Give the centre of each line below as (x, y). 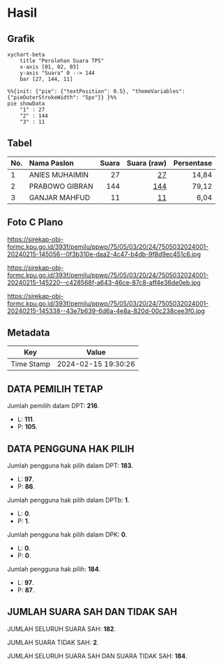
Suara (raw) (147, 163)
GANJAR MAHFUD (60, 197)
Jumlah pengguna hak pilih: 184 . (54, 569)
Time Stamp (31, 364)
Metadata (29, 333)
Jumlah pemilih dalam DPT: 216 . (53, 406)
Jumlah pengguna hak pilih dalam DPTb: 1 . (68, 500)
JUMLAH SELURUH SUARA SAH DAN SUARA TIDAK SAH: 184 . (98, 656)
